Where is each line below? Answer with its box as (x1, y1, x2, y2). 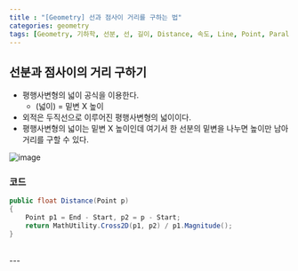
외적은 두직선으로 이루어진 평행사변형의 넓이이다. (21, 112, 191, 123)
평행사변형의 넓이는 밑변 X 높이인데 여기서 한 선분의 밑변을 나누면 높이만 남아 (21, 124, 289, 134)
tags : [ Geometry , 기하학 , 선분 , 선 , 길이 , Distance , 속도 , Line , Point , (9, 29, 266, 38)
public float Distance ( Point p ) (9, 196, 129, 205)
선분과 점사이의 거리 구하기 (9, 64, 147, 80)
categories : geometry (9, 21, 90, 30)
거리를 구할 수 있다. (21, 134, 89, 145)
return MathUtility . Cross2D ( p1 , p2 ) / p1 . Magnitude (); (25, 221, 233, 231)
